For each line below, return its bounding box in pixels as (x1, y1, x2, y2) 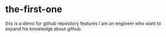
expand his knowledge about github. (5, 25, 82, 31)
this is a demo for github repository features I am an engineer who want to (5, 20, 161, 26)
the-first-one (5, 4, 62, 15)
